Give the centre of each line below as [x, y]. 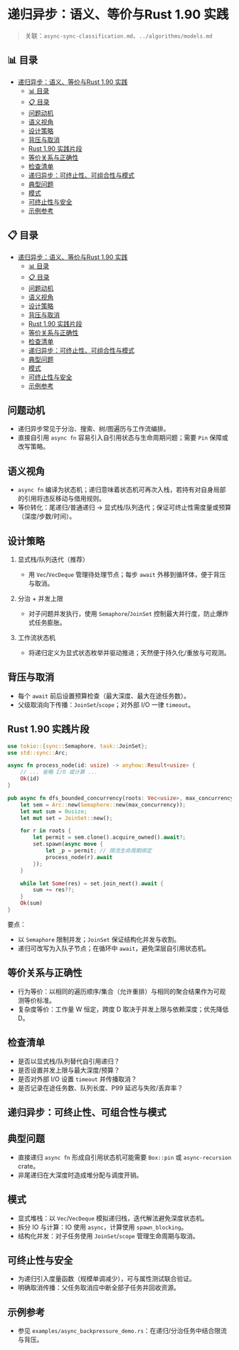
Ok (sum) [31, 903]
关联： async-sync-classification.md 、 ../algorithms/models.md [118, 36]
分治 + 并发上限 [40, 599]
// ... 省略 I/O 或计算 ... [59, 772]
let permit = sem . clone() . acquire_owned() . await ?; [110, 838]
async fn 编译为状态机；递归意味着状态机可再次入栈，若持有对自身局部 [122, 490]
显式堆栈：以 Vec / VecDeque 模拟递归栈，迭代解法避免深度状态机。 [113, 1218]
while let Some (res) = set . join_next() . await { [92, 883]
